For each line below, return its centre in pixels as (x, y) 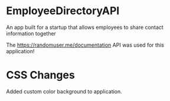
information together (31, 33)
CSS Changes (40, 75)
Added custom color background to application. (64, 91)
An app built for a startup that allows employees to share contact (85, 27)
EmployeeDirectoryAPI (63, 11)
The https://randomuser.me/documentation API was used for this (85, 45)
